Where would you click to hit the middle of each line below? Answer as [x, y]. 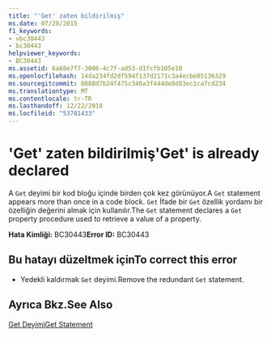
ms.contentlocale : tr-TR [50, 99]
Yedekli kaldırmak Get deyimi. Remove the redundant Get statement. [132, 279]
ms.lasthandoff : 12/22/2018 [56, 106]
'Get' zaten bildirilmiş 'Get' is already [134, 154]
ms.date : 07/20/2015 [43, 23]
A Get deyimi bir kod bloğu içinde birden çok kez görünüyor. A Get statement [134, 193]
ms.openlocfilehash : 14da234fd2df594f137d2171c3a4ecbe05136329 [117, 76]
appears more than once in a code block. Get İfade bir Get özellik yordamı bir [135, 201]
